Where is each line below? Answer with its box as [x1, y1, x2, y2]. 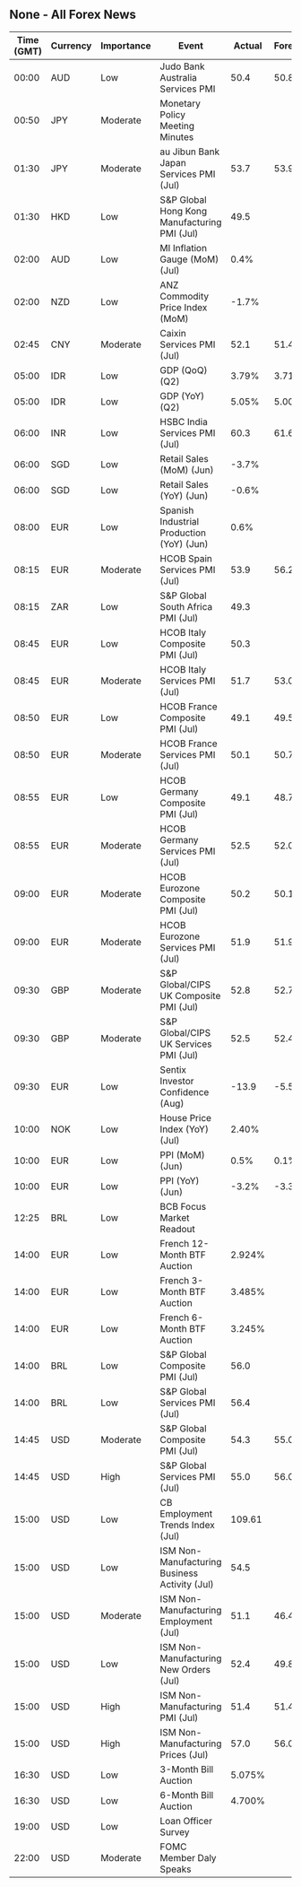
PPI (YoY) [159, 1174, 200, 1187]
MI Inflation [159, 241, 208, 254]
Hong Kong [159, 204, 208, 217]
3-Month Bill [159, 1762, 214, 1775]
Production [159, 526, 206, 539]
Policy [159, 108, 186, 120]
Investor [159, 1074, 194, 1087]
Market [159, 1211, 190, 1223]
